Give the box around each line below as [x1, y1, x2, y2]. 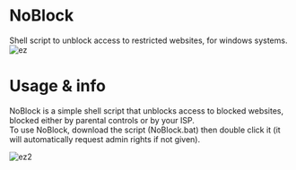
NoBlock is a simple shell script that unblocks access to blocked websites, [9, 105, 284, 116]
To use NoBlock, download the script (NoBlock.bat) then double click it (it [9, 124, 281, 135]
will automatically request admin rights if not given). [9, 133, 200, 144]
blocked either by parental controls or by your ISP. [9, 115, 195, 125]
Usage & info [9, 76, 106, 97]
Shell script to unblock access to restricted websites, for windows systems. [9, 35, 288, 46]
